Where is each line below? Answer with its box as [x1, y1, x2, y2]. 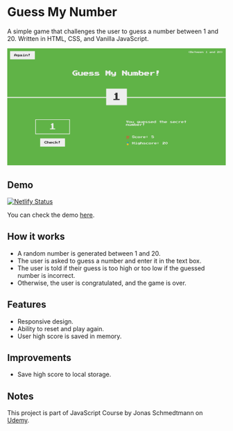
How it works [7, 231, 65, 243]
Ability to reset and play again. [17, 324, 104, 333]
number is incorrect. [17, 271, 76, 279]
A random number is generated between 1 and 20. [17, 249, 161, 257]
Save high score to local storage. [17, 370, 112, 378]
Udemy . [7, 416, 30, 425]
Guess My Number [7, 4, 118, 20]
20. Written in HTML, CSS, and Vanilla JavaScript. [7, 34, 149, 42]
